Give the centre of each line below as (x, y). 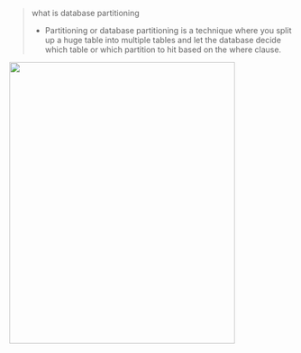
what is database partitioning (85, 13)
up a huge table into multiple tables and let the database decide (163, 40)
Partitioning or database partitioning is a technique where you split (168, 30)
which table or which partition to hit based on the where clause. (163, 50)
